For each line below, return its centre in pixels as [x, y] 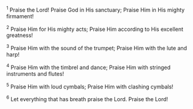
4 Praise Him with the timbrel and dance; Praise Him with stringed [88, 67]
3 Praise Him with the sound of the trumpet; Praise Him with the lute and [97, 48]
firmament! [20, 16]
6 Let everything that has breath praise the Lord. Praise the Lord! [87, 98]
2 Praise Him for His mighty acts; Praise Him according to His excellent [95, 28]
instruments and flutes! [35, 74]
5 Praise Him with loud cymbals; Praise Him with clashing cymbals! [90, 86]
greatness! [20, 35]
